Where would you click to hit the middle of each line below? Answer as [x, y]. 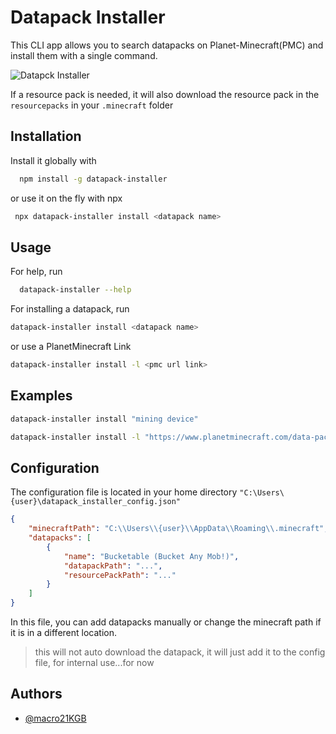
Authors [36, 694]
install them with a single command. [84, 55]
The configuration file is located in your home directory [124, 492]
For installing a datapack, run [70, 309]
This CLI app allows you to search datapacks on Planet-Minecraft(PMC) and [167, 45]
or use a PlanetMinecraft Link [71, 347]
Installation [46, 136]
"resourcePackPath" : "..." [120, 575]
